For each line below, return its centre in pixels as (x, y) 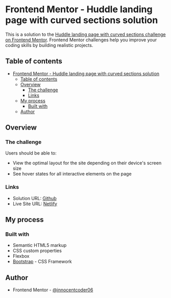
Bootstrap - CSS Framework (42, 262)
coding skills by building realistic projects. (49, 45)
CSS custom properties (37, 251)
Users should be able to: (31, 153)
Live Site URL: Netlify (35, 204)
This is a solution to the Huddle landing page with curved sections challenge (86, 34)
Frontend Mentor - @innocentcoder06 (53, 290)
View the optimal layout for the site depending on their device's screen (87, 163)
